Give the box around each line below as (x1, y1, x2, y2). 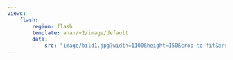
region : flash (32, 23, 73, 30)
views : (7, 10, 26, 17)
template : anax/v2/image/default (32, 29, 129, 37)
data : (32, 36, 49, 43)
